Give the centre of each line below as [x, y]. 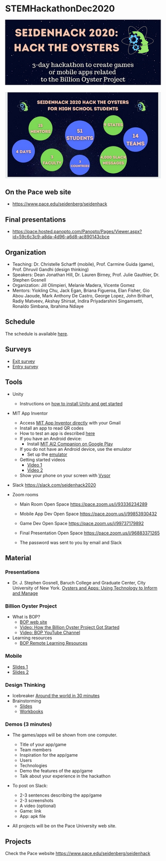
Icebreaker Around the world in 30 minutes [56, 696]
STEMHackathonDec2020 [60, 9]
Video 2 [35, 470]
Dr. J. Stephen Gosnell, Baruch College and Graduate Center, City [79, 583]
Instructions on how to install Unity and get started [71, 403]
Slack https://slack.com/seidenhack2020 [54, 485]
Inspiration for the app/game [49, 755]
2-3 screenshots [36, 801]
